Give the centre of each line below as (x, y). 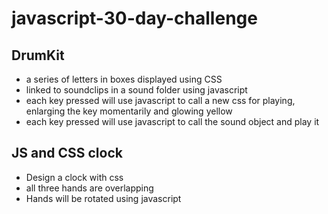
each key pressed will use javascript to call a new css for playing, (160, 100)
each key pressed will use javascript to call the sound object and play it (172, 121)
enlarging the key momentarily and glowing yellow (129, 111)
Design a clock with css (74, 177)
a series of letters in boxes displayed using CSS (124, 79)
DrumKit (38, 55)
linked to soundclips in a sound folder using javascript (136, 90)
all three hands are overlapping (89, 188)
